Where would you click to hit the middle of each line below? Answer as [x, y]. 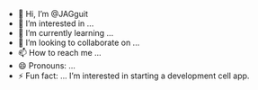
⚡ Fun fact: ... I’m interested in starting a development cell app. [133, 76]
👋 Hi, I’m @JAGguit [53, 14]
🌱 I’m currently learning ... [66, 33]
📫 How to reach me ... [59, 53]
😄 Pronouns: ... [47, 66]
